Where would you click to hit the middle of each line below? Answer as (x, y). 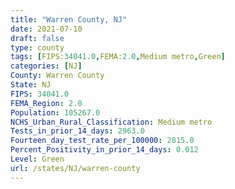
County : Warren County (57, 76)
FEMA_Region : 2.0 (46, 103)
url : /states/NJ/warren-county (75, 168)
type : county (37, 47)
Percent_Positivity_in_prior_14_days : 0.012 (104, 150)
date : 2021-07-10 (46, 29)
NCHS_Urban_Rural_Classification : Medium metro (111, 122)
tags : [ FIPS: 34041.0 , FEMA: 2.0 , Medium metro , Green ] (118, 57)
